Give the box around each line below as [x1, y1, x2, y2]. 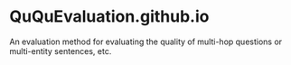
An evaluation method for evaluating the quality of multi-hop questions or [9, 36, 283, 47]
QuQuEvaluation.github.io [9, 6, 210, 27]
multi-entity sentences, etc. [9, 45, 112, 56]
